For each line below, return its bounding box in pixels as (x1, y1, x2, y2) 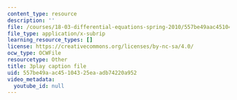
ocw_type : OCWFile (7, 50, 61, 57)
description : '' (7, 17, 55, 24)
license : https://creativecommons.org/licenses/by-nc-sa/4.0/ (7, 43, 194, 50)
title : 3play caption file (7, 63, 87, 70)
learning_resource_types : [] (7, 37, 93, 44)
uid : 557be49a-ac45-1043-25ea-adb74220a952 (7, 69, 138, 76)
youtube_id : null (13, 82, 65, 89)
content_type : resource (7, 10, 78, 18)
